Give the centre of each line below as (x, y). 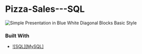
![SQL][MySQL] (28, 47)
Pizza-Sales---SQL (45, 9)
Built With (17, 36)
